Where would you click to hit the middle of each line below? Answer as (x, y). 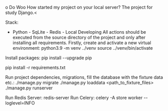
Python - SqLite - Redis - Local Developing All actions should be (79, 32)
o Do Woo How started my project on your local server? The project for (79, 7)
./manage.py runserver (29, 88)
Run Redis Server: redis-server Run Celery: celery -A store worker (74, 98)
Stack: (12, 22)
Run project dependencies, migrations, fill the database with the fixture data (84, 77)
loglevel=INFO (20, 103)
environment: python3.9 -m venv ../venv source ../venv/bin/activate (82, 48)
